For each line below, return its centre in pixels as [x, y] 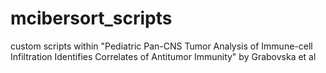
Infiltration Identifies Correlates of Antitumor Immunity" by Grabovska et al [163, 56]
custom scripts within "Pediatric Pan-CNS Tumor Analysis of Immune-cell [161, 46]
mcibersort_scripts [91, 18]
